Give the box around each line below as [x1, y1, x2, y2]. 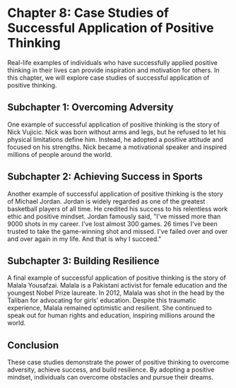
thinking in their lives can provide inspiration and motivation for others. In [7, 66, 220, 74]
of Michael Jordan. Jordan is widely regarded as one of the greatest [7, 196, 206, 206]
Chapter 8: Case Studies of [7, 5, 170, 21]
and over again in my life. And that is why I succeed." [7, 235, 162, 243]
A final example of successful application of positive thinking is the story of [7, 274, 226, 282]
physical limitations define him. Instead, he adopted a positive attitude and [7, 135, 224, 143]
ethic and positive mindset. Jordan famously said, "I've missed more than [7, 212, 221, 221]
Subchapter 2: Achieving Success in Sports [7, 171, 203, 183]
